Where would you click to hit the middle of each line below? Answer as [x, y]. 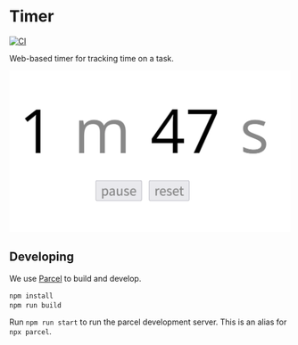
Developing [41, 257]
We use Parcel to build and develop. [75, 278]
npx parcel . [30, 332]
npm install [31, 296]
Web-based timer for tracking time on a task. [91, 58]
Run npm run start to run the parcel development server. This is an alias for [148, 322]
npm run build [36, 305]
